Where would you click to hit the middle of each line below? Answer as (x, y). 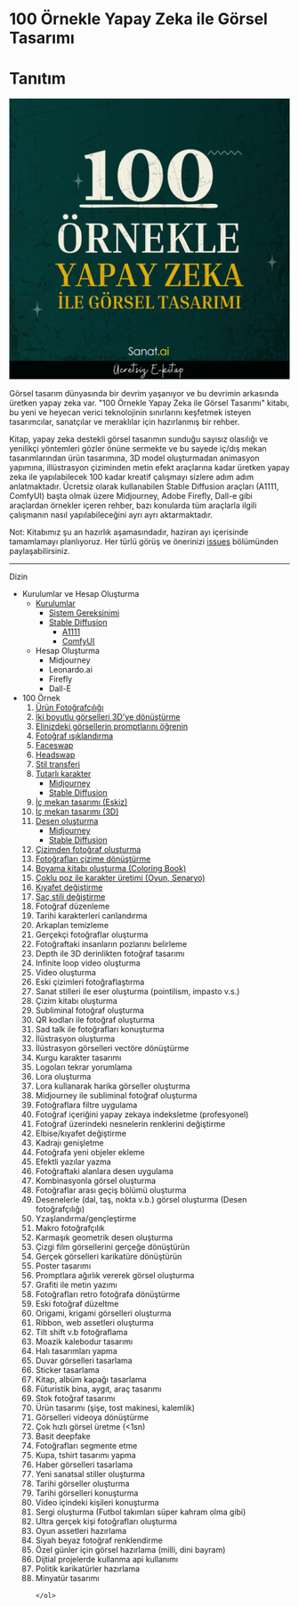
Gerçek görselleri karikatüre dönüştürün (109, 1257)
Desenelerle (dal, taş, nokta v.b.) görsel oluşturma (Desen (141, 1200)
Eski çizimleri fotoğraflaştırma (90, 982)
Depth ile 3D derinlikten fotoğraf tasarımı (110, 954)
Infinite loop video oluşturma (88, 963)
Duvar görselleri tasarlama (84, 1361)
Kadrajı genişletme (69, 1143)
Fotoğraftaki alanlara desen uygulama (104, 1171)
